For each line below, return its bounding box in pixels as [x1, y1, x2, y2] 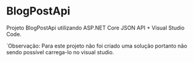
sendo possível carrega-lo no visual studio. [6, 48, 114, 55]
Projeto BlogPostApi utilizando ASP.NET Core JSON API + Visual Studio [6, 24, 185, 31]
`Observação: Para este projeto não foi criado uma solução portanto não [6, 42, 188, 49]
